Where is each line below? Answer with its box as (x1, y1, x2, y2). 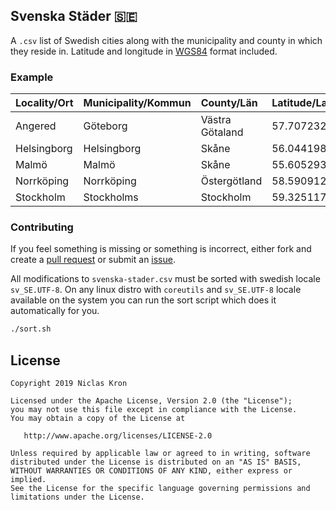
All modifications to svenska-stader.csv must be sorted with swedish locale (10, 273, 321, 285)
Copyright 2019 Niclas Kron (10, 379, 128, 389)
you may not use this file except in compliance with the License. (10, 405, 298, 415)
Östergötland (200, 174, 263, 188)
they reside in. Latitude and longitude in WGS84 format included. (10, 45, 278, 57)
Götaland (200, 125, 244, 139)
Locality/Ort (15, 96, 74, 110)
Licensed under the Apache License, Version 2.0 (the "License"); (10, 396, 293, 406)
